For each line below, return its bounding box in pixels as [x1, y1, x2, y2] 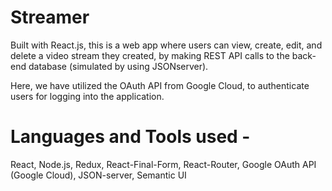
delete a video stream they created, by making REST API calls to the [10, 49, 290, 61]
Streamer [10, 6, 90, 29]
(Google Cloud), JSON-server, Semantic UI [10, 169, 187, 181]
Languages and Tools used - [10, 126, 251, 148]
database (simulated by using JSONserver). [28, 60, 209, 72]
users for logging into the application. [10, 90, 165, 102]
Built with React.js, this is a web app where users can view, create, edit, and [10, 39, 323, 51]
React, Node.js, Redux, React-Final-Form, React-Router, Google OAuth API [10, 158, 317, 170]
